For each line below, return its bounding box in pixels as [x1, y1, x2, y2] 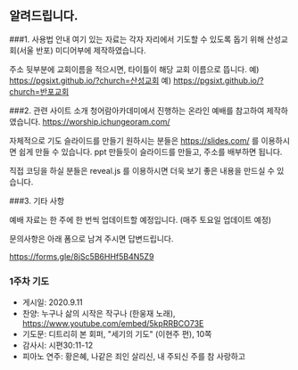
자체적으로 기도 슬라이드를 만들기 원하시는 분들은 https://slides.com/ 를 [9, 135, 260, 145]
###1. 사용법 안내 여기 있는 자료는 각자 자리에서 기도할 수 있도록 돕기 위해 [9, 34, 265, 45]
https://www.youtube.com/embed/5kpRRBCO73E [21, 318, 204, 329]
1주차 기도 [9, 275, 50, 287]
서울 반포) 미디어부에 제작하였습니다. [19, 45, 147, 55]
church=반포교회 [9, 86, 70, 96]
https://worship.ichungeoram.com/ [42, 116, 171, 127]
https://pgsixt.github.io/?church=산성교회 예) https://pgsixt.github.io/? [9, 75, 264, 86]
